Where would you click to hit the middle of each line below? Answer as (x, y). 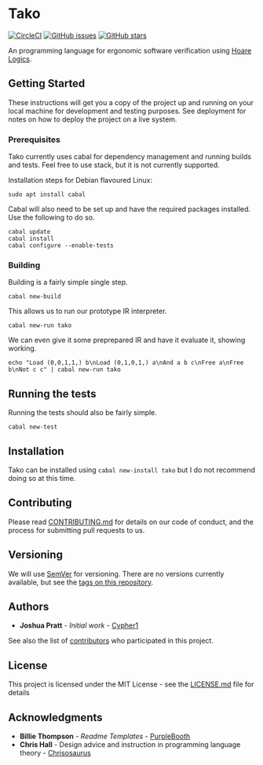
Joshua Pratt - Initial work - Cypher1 (79, 625)
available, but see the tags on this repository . (81, 582)
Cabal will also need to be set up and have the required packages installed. (130, 209)
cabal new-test (33, 427)
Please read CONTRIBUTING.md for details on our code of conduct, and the (131, 522)
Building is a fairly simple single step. (68, 282)
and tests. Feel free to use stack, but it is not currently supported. (114, 165)
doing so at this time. (42, 478)
